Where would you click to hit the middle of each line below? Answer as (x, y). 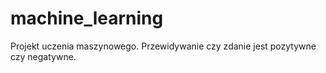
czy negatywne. (43, 56)
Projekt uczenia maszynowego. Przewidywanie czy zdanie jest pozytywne (163, 46)
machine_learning (87, 18)
